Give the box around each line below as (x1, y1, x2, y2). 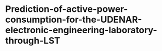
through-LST (5, 35, 61, 47)
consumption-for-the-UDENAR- (5, 14, 142, 25)
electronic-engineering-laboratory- (5, 25, 157, 36)
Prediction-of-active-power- (5, 3, 128, 15)
